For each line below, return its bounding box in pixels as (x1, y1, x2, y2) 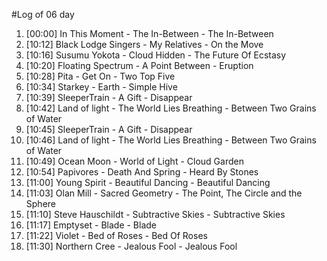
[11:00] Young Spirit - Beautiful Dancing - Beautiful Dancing (25, 177, 271, 188)
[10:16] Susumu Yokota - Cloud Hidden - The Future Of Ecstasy (25, 49, 287, 61)
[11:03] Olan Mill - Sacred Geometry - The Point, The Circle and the (25, 187, 303, 199)
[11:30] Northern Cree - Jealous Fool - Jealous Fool (25, 240, 238, 252)
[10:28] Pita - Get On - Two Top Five (25, 70, 176, 82)
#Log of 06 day (11, 9, 75, 20)
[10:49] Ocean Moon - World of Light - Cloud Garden (25, 155, 244, 167)
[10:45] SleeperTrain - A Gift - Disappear (25, 124, 193, 135)
